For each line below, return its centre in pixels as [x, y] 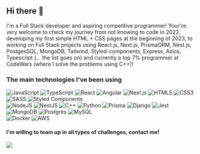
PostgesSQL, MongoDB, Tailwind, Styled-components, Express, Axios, [94, 51]
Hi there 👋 [25, 11]
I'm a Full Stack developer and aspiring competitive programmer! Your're [96, 25]
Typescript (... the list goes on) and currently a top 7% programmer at [92, 57]
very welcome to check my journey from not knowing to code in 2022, [93, 32]
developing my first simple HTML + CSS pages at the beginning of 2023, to [99, 38]
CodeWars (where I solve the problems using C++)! [70, 64]
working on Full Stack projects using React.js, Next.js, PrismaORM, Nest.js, [99, 45]
